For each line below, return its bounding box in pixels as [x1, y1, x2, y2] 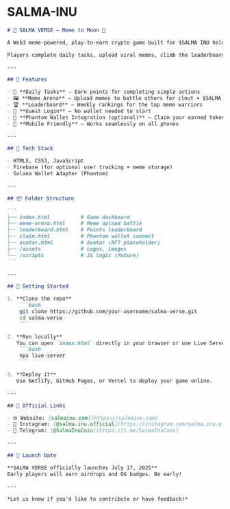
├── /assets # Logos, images [7, 245, 127, 252]
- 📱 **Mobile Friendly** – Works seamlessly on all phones [7, 121, 179, 127]
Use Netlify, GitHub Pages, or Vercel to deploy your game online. [16, 377, 213, 384]
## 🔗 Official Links [7, 402, 66, 409]
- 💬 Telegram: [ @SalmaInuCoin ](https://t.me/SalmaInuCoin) [7, 427, 179, 434]
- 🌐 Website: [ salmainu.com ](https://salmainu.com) [7, 414, 159, 421]
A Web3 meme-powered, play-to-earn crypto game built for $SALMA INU [7, 39, 210, 46]
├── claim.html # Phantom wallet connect [7, 233, 155, 240]
